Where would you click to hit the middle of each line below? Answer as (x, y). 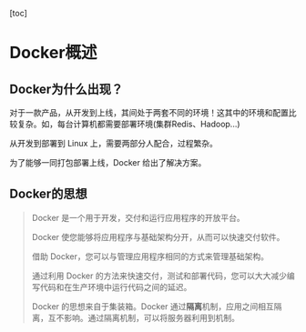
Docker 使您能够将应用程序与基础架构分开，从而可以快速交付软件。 (158, 236)
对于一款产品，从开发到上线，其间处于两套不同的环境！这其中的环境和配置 (149, 112)
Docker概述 (53, 53)
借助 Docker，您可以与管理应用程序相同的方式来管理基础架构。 (150, 256)
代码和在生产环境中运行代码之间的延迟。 (116, 287)
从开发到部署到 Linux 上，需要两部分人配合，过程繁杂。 (114, 143)
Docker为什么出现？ (66, 89)
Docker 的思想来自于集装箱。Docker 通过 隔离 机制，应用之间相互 (153, 306)
